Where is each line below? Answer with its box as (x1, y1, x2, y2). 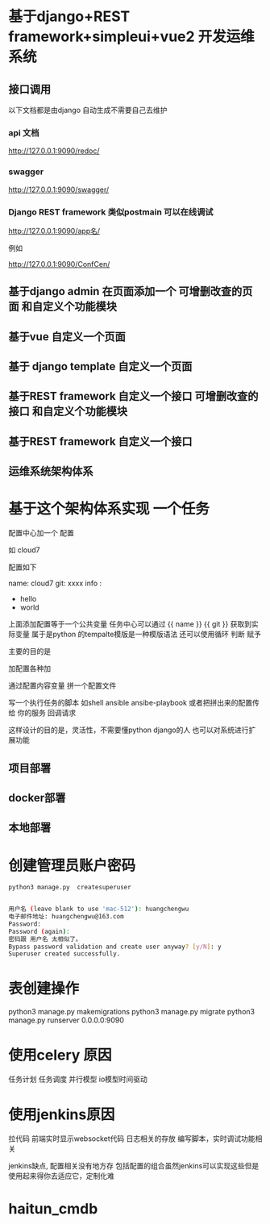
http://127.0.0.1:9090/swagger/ (8, 185, 110, 194)
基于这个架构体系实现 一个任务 (8, 500, 210, 518)
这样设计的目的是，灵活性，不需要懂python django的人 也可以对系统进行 (8, 725, 249, 735)
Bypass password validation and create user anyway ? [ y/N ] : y (8, 943, 222, 951)
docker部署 (8, 791, 66, 805)
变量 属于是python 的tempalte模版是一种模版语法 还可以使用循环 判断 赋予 (15, 630, 262, 639)
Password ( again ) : (8, 927, 70, 935)
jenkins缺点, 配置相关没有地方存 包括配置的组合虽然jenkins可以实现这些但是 (8, 1161, 260, 1171)
